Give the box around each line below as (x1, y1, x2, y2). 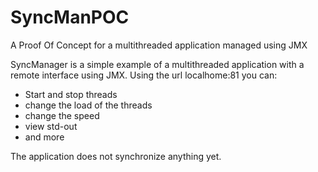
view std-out (24, 120, 78, 132)
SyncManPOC (10, 6, 130, 29)
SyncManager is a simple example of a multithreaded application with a (10, 58, 305, 70)
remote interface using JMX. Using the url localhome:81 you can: (10, 69, 278, 81)
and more (24, 131, 65, 143)
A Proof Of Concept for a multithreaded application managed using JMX (10, 39, 308, 51)
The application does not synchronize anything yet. (10, 150, 222, 162)
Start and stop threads (24, 88, 118, 100)
